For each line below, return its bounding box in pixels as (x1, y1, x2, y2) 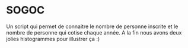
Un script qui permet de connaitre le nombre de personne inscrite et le (6, 23, 179, 30)
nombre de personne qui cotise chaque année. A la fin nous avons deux (6, 29, 182, 36)
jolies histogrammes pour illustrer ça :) (6, 35, 100, 42)
